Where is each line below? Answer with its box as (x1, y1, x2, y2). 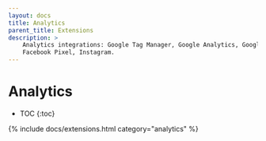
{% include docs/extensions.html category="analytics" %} (8, 124, 199, 133)
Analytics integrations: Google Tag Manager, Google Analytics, (22, 41, 239, 49)
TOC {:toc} (19, 109, 55, 118)
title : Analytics (8, 19, 66, 27)
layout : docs (8, 11, 51, 20)
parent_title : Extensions (8, 26, 93, 34)
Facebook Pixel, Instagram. (22, 48, 115, 56)
